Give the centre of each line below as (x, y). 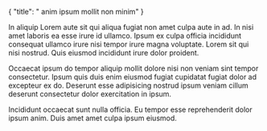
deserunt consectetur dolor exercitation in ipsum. (90, 94)
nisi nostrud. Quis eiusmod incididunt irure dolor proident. (104, 53)
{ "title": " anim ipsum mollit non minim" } (76, 12)
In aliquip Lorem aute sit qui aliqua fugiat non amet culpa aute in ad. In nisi (131, 27)
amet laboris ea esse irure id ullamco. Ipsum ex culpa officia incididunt (125, 36)
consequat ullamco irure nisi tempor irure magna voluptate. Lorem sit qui (129, 44)
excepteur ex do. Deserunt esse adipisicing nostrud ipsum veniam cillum (129, 85)
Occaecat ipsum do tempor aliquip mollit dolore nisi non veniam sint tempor (133, 68)
